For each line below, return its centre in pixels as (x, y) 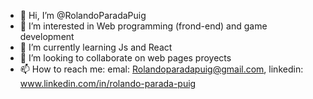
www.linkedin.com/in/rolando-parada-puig (108, 83)
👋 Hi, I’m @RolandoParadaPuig (83, 15)
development (47, 36)
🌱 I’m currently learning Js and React (96, 47)
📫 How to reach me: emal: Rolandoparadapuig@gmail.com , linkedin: (161, 69)
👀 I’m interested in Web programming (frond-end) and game (143, 26)
